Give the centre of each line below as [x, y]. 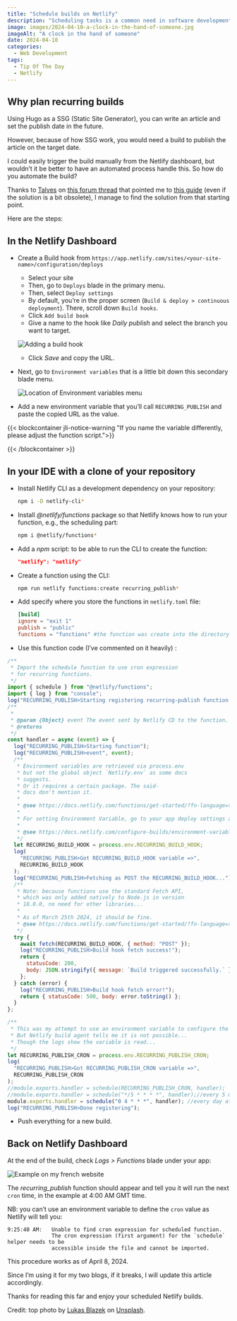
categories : [25, 47]
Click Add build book [59, 316]
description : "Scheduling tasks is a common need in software [101, 21]
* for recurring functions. [51, 674]
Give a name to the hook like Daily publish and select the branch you [128, 323]
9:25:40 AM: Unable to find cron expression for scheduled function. [115, 1230]
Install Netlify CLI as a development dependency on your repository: [116, 488]
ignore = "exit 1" [44, 621]
